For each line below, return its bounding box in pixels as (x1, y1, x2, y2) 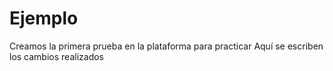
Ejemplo (9, 7, 79, 30)
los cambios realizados (9, 50, 104, 62)
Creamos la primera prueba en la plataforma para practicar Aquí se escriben (9, 40, 324, 52)
